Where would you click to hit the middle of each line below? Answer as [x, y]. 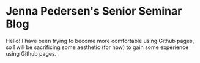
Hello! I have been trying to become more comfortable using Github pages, [100, 41]
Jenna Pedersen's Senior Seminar [94, 11]
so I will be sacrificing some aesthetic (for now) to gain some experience [97, 47]
